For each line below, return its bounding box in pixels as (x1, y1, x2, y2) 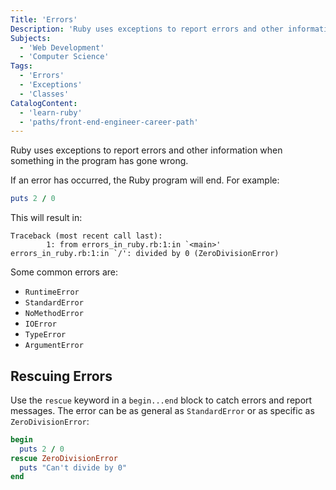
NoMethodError (24, 309, 84, 319)
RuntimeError (24, 287, 80, 298)
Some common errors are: (10, 266, 119, 278)
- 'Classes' (19, 89, 70, 99)
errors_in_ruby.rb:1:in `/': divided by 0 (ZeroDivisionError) (10, 249, 280, 259)
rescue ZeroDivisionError (10, 453, 118, 463)
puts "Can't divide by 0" (19, 462, 128, 473)
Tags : (10, 61, 33, 71)
